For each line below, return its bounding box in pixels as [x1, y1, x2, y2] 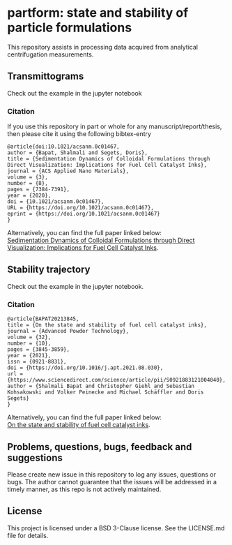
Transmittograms [7, 70, 84, 82]
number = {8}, [7, 180, 49, 187]
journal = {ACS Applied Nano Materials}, [7, 167, 130, 175]
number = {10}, [7, 340, 52, 347]
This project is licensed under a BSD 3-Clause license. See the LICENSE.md [7, 523, 225, 532]
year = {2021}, [7, 352, 52, 359]
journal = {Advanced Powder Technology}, [7, 328, 130, 335]
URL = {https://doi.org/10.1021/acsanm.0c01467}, [7, 204, 155, 211]
